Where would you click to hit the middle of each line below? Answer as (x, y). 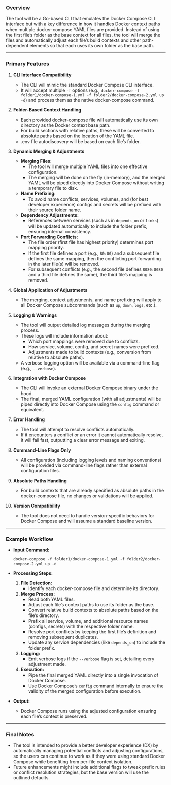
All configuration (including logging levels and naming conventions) (91, 460)
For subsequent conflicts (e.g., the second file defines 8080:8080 (96, 269)
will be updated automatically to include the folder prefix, (88, 226)
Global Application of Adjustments (50, 290)
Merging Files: (36, 161)
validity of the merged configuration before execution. (85, 691)
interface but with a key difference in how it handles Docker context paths (83, 24)
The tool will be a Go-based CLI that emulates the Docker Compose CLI (80, 19)
